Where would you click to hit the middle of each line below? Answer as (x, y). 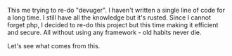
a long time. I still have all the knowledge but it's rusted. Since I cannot (109, 17)
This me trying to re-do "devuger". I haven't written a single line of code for (116, 10)
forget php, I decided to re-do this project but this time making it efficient (113, 25)
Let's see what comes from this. (54, 46)
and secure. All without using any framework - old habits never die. (104, 32)
